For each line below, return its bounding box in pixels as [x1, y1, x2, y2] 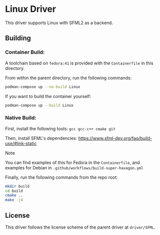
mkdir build [5, 184, 30, 189]
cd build [5, 188, 23, 193]
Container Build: [5, 49, 45, 56]
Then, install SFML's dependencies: [5, 135, 77, 141]
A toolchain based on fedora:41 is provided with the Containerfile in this [5, 60, 154, 66]
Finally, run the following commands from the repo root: [5, 174, 118, 180]
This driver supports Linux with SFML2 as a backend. [5, 20, 113, 26]
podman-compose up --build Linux [5, 102, 74, 108]
